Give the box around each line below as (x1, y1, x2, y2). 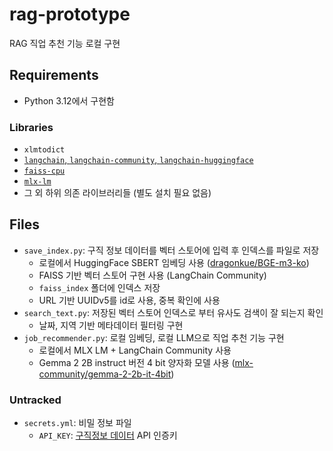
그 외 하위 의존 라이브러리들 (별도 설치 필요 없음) (23, 187, 212, 199)
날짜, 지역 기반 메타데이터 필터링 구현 (38, 319, 184, 331)
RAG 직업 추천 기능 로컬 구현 (9, 37, 121, 49)
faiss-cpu (23, 166, 66, 177)
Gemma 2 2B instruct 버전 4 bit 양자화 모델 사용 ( (38, 356, 236, 368)
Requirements (9, 67, 99, 84)
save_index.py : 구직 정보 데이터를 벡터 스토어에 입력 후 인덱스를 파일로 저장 (23, 244, 320, 256)
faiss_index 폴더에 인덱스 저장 (38, 281, 161, 293)
